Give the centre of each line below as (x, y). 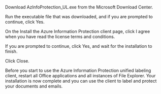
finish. (11, 51)
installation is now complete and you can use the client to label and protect (81, 81)
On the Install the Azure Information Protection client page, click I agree (78, 31)
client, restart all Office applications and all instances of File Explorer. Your (80, 76)
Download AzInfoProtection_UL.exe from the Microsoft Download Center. (79, 7)
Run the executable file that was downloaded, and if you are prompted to (79, 16)
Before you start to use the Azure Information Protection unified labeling (78, 70)
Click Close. (17, 61)
